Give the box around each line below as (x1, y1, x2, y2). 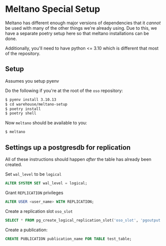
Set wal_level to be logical (5, 171, 62, 177)
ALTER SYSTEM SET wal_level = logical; (5, 181, 88, 186)
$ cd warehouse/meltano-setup (5, 101, 68, 107)
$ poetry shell (5, 111, 37, 116)
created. (5, 161, 22, 167)
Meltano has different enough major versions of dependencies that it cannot (5, 20, 161, 26)
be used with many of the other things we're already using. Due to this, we (5, 25, 157, 31)
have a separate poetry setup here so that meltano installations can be (5, 30, 149, 36)
